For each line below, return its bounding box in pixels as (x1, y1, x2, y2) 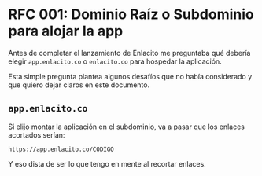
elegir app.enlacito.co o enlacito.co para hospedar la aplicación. (8, 57, 222, 66)
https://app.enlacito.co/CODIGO (8, 145, 114, 153)
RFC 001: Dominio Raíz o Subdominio (8, 5, 254, 24)
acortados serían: (8, 130, 65, 139)
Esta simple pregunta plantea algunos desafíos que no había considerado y (8, 71, 253, 81)
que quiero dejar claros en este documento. (8, 80, 150, 90)
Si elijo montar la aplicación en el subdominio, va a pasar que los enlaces (8, 122, 245, 131)
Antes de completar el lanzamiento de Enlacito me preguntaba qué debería (8, 48, 251, 57)
